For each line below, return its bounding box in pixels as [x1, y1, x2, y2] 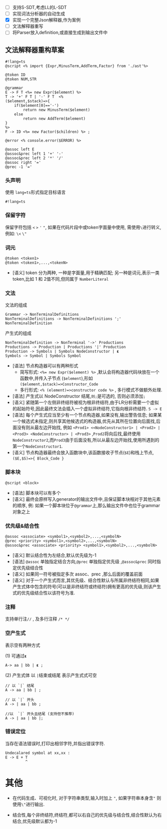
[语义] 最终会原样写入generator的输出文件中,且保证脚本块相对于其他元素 [12, 496, 161, 502]
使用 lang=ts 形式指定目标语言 [5, 189, 66, 195]
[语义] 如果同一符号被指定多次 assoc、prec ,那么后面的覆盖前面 [12, 571, 143, 577]
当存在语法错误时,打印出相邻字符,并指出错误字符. [5, 740, 106, 746]
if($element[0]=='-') [14, 103, 59, 108]
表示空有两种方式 [5, 642, 40, 648]
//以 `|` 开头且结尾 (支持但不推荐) [5, 711, 75, 716]
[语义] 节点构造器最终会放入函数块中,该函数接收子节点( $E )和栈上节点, [12, 450, 154, 456]
